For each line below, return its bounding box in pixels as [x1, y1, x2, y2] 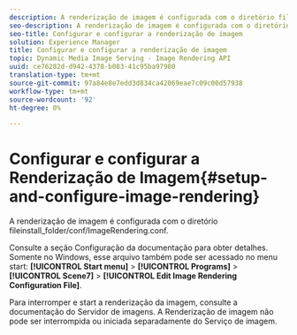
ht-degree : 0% [9, 103, 62, 112]
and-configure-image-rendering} [9, 187, 261, 207]
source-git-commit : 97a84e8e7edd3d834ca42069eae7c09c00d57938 [9, 79, 243, 88]
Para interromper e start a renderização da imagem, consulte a [9, 297, 239, 308]
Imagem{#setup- [139, 168, 268, 188]
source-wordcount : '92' [9, 95, 97, 104]
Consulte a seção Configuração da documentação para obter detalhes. [9, 242, 269, 253]
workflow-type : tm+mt [9, 87, 89, 95]
